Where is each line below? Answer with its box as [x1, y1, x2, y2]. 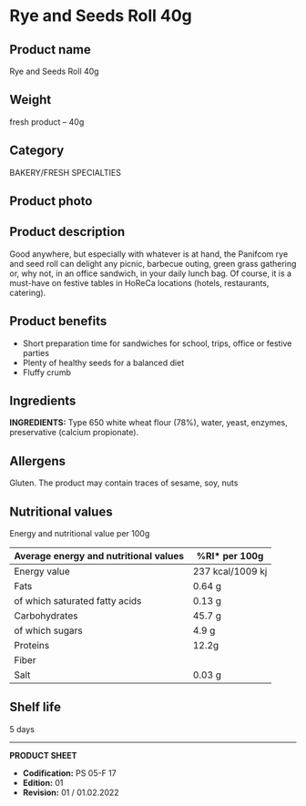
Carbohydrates [14, 609, 78, 622]
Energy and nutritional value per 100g [9, 528, 150, 539]
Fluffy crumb [22, 366, 71, 378]
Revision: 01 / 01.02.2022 [22, 787, 120, 798]
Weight [9, 92, 52, 107]
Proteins [14, 639, 50, 652]
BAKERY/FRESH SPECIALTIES [9, 167, 121, 178]
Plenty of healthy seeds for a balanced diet [22, 357, 185, 368]
